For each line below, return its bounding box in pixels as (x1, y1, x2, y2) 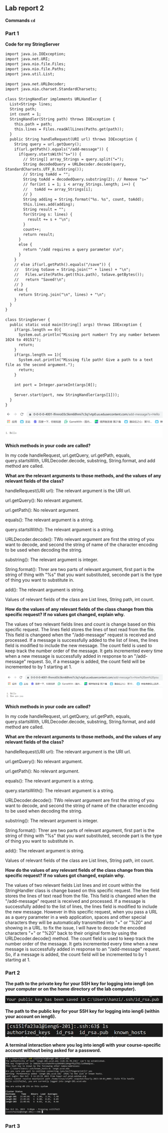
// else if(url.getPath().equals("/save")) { (14, 262, 111, 267)
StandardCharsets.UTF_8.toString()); (5, 167, 84, 172)
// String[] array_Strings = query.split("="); (23, 157, 124, 162)
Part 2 (5, 969, 20, 976)
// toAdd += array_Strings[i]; (23, 187, 93, 192)
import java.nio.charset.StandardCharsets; (5, 87, 97, 92)
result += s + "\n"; (27, 217, 70, 222)
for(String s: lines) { (23, 212, 72, 217)
